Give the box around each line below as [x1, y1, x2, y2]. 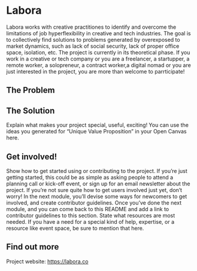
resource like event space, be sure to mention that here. [6, 224, 144, 232]
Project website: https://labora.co [6, 258, 89, 265]
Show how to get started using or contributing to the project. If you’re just [6, 167, 187, 174]
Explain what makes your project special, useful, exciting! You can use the [6, 121, 189, 129]
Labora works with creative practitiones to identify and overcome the [6, 23, 177, 31]
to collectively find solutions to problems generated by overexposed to [6, 36, 181, 43]
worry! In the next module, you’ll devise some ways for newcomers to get [6, 193, 187, 200]
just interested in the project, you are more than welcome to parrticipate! [6, 68, 185, 75]
